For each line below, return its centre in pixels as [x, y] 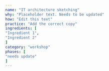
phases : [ [16, 51]
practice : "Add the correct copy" [41, 24]
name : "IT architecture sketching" [42, 10]
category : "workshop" [28, 47]
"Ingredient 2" [21, 38]
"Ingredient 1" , [22, 33]
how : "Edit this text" [29, 19]
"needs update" [21, 56]
